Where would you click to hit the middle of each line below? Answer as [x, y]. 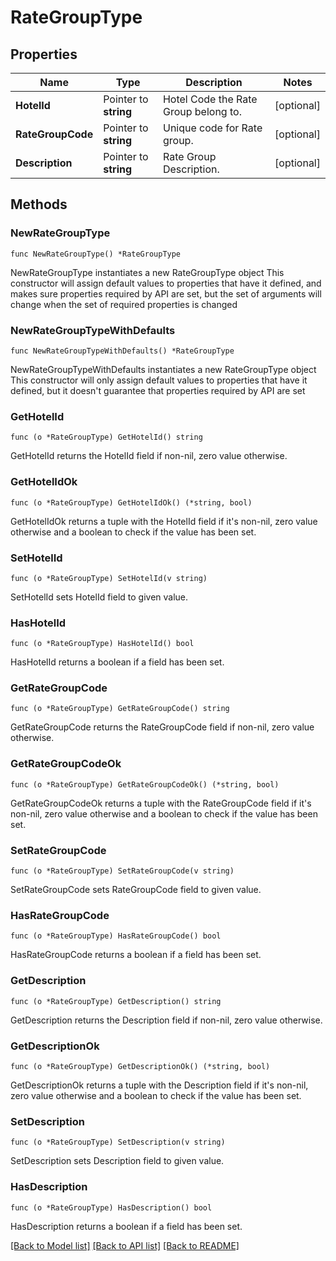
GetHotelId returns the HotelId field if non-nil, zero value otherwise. [149, 456]
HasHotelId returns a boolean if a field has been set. [117, 662]
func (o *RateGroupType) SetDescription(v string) [118, 1142]
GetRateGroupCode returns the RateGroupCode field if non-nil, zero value [162, 727]
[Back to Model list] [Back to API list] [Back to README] [125, 1245]
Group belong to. [202, 111]
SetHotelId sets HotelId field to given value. [99, 597]
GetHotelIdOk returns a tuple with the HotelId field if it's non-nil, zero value [164, 521]
